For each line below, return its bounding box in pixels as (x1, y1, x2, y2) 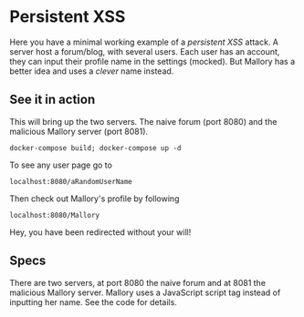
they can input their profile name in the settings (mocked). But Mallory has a (9, 56, 296, 66)
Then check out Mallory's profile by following (9, 193, 180, 204)
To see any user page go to (9, 159, 112, 170)
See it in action (9, 92, 96, 107)
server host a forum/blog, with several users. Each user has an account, (9, 46, 280, 56)
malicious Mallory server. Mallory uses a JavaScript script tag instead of (9, 287, 281, 298)
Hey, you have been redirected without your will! (9, 226, 192, 238)
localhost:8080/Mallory (9, 210, 100, 220)
